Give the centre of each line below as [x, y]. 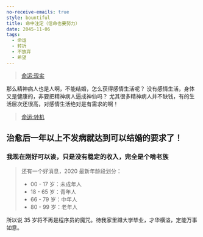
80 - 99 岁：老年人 [54, 207]
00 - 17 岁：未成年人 [56, 184]
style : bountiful [28, 18]
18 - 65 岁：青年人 [53, 192]
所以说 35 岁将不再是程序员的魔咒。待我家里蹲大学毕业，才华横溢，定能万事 [102, 220]
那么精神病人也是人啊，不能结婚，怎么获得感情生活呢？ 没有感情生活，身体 [101, 89]
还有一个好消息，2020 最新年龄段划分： [71, 171]
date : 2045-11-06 [28, 29]
